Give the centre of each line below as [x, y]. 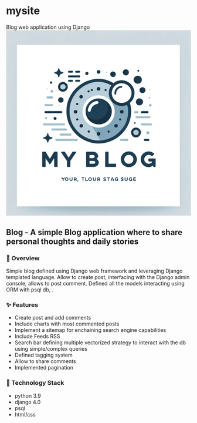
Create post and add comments [53, 318]
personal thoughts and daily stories [72, 241]
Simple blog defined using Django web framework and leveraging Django [94, 271]
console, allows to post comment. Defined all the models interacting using [95, 283]
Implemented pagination [44, 368]
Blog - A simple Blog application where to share [94, 232]
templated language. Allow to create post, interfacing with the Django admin [98, 277]
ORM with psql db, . [30, 290]
